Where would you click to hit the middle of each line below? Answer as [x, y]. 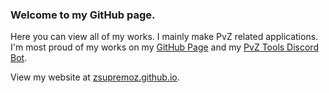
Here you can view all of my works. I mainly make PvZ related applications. [164, 37]
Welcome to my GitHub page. [83, 15]
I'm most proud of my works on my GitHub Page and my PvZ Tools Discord [164, 47]
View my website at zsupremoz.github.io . [95, 77]
